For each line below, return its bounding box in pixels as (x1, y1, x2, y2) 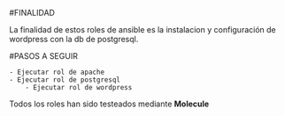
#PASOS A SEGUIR (9, 51, 78, 61)
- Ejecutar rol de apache (9, 68, 104, 76)
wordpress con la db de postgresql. (9, 34, 139, 44)
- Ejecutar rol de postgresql (9, 76, 121, 84)
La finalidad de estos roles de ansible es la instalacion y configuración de (9, 25, 276, 34)
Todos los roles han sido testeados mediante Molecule (9, 98, 210, 109)
